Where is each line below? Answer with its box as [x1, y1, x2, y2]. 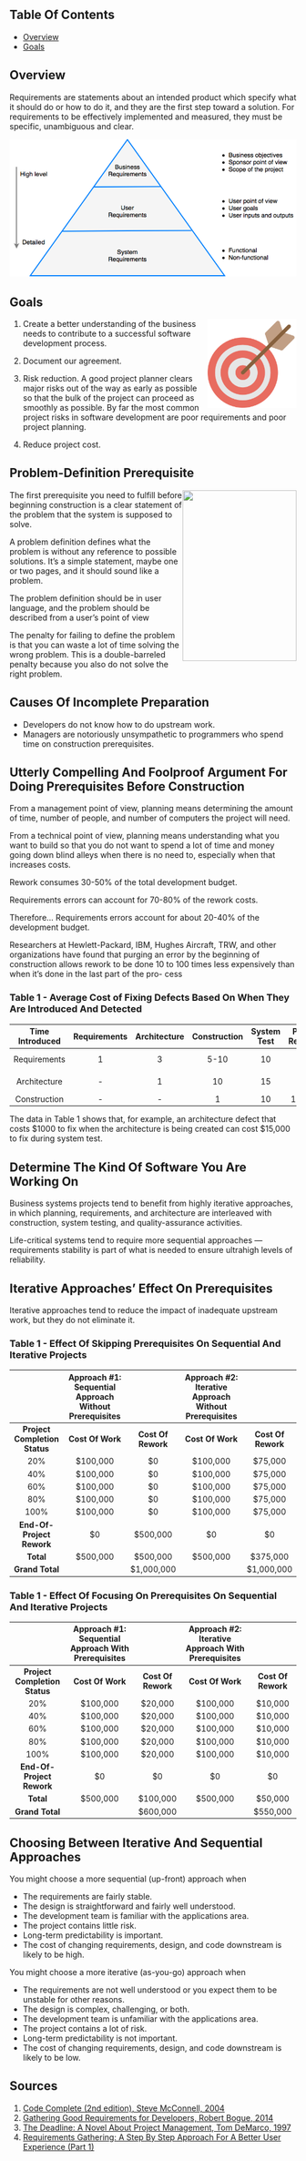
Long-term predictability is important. [22, 1930, 164, 1941]
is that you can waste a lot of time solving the [9, 639, 179, 650]
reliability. [9, 1254, 46, 1265]
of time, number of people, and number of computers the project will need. [9, 812, 291, 823]
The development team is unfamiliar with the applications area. [22, 2013, 259, 2024]
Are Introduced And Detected [9, 1003, 143, 1015]
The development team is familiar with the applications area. [22, 1910, 250, 1921]
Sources [9, 2078, 58, 2094]
